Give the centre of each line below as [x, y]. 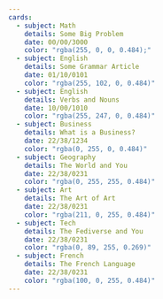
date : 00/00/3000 [56, 42]
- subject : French [50, 256]
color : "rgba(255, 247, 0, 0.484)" [90, 116]
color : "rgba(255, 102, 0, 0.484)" [90, 83]
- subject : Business [54, 125]
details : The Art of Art [70, 199]
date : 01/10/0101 [56, 75]
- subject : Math [46, 26]
